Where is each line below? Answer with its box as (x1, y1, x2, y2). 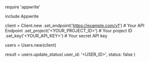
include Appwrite (5, 13, 39, 19)
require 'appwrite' (5, 4, 41, 10)
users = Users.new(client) (5, 42, 56, 48)
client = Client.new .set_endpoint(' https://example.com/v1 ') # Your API (5, 23, 145, 28)
